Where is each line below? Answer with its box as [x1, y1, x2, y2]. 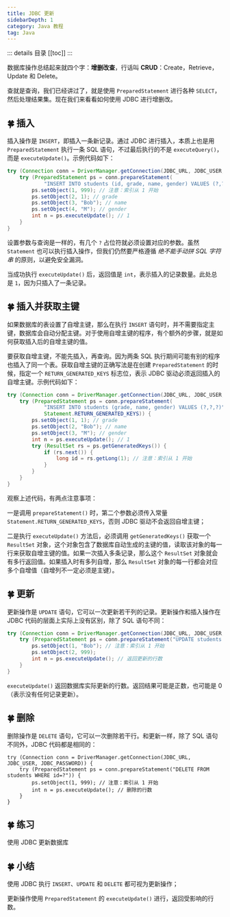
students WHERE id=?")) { [7, 771, 81, 779]
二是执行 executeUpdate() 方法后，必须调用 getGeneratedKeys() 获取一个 [7, 531, 211, 539]
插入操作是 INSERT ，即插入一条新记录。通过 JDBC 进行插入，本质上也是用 [7, 137, 215, 145]
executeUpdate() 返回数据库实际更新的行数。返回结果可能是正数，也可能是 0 [7, 681, 222, 690]
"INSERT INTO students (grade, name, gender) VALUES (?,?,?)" [43, 404, 225, 411]
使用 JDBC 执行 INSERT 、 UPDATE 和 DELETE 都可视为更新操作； [7, 880, 179, 888]
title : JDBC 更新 [7, 10, 55, 17]
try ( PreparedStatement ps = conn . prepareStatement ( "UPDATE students [19, 636, 222, 643]
